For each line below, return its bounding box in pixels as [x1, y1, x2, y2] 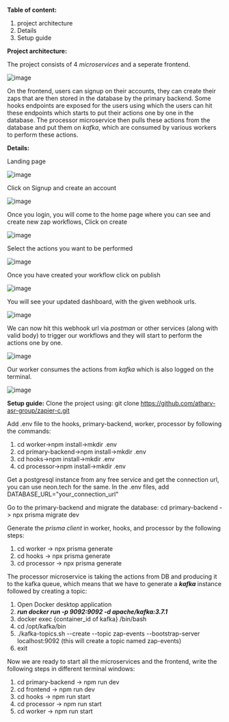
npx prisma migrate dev [12, 511, 80, 519]
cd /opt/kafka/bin [16, 622, 66, 630]
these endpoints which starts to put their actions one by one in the [7, 109, 194, 117]
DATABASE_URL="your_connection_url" [7, 490, 119, 498]
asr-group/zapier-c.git [7, 406, 70, 415]
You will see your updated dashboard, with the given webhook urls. [7, 298, 197, 305]
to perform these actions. [7, 130, 79, 139]
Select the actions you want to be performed [7, 244, 133, 253]
